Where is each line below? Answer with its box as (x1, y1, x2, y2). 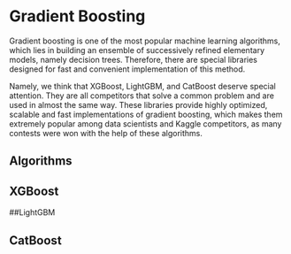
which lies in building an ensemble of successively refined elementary (9, 44, 265, 55)
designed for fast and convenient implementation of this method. (9, 64, 246, 74)
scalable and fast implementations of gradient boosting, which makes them (9, 109, 283, 119)
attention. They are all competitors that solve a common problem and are (9, 90, 274, 101)
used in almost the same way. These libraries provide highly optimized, (9, 99, 268, 110)
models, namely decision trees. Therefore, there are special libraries (9, 54, 258, 65)
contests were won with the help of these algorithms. (9, 127, 203, 138)
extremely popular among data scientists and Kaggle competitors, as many (9, 118, 282, 129)
